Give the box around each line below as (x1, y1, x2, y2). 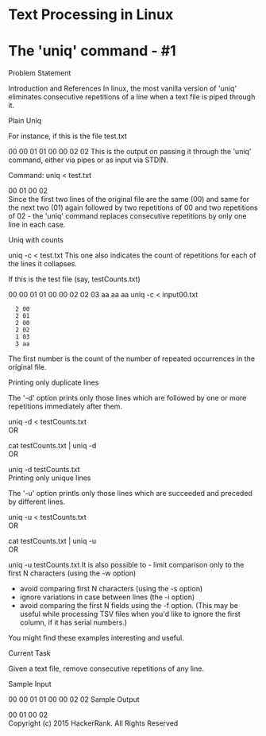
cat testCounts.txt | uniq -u (8, 537, 97, 546)
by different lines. (8, 497, 66, 506)
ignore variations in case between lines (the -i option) (19, 592, 195, 602)
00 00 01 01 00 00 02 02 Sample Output (8, 695, 141, 704)
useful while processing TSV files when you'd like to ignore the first (19, 610, 241, 619)
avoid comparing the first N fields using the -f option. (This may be (19, 601, 238, 610)
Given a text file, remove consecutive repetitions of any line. (8, 664, 205, 673)
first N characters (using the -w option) (8, 568, 137, 578)
